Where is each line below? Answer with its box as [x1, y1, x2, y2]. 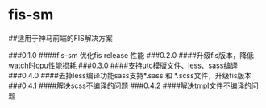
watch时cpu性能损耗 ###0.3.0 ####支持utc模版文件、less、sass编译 [8, 60, 238, 70]
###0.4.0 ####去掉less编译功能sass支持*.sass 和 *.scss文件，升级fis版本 [8, 70, 252, 80]
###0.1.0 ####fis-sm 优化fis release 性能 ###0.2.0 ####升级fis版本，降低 [8, 50, 255, 60]
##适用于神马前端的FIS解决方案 [8, 33, 113, 43]
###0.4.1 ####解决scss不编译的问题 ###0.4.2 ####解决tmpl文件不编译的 [8, 81, 252, 90]
